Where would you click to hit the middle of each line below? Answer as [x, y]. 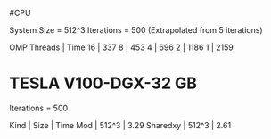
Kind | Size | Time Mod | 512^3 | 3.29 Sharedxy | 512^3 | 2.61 [120, 125]
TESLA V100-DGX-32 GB [103, 83]
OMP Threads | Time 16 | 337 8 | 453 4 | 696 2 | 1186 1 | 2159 [121, 47]
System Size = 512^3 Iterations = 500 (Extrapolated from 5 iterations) [136, 30]
